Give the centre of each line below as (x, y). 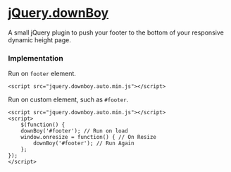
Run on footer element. (42, 74)
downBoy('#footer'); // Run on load (75, 131)
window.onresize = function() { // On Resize (89, 137)
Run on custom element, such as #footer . (68, 99)
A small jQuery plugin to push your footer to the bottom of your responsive (116, 32)
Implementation (36, 58)
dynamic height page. (39, 39)
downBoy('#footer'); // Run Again (84, 143)
